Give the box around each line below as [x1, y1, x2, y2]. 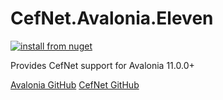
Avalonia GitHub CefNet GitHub [10, 78, 140, 91]
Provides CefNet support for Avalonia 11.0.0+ [10, 59, 195, 71]
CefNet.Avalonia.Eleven [10, 7, 214, 30]
